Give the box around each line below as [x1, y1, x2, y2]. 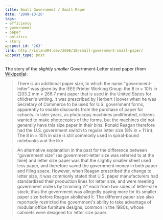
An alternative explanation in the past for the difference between [17, 147, 147, 153]
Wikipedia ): [5, 71, 28, 77]
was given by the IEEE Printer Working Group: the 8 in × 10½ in [31, 86, 158, 92]
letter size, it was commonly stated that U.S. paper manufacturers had [17, 173, 159, 179]
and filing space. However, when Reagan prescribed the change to [17, 168, 152, 174]
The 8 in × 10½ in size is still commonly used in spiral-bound [17, 132, 139, 138]
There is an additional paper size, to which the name [17, 81, 123, 87]
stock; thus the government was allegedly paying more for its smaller [17, 189, 157, 195]
